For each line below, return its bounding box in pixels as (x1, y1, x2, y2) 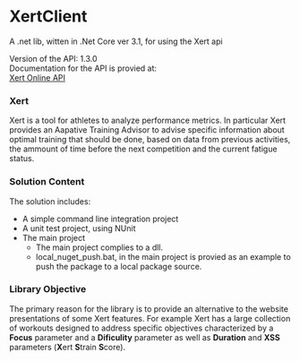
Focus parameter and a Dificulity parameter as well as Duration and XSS (9, 331, 280, 342)
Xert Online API (9, 72, 65, 82)
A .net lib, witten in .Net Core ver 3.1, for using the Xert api (9, 36, 223, 47)
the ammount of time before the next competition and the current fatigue (9, 143, 278, 154)
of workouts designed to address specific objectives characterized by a (9, 322, 274, 333)
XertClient (9, 6, 88, 27)
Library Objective (9, 283, 87, 296)
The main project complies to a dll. (35, 242, 164, 253)
